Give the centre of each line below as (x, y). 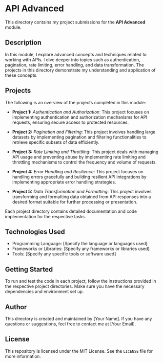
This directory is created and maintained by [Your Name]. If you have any (79, 319)
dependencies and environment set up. (44, 292)
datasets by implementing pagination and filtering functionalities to (79, 137)
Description (23, 43)
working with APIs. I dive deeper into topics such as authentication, (73, 60)
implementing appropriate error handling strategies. (64, 182)
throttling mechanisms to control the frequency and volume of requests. (84, 162)
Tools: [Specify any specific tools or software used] (64, 254)
